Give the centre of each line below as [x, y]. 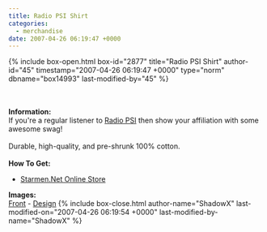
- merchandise [39, 31]
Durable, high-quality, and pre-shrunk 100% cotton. [94, 146]
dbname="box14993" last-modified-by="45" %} [89, 79]
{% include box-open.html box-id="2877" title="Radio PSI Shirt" [115, 62]
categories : [28, 24]
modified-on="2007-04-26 [54, 213]
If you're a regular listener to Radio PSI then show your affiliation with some [133, 120]
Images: [22, 195]
